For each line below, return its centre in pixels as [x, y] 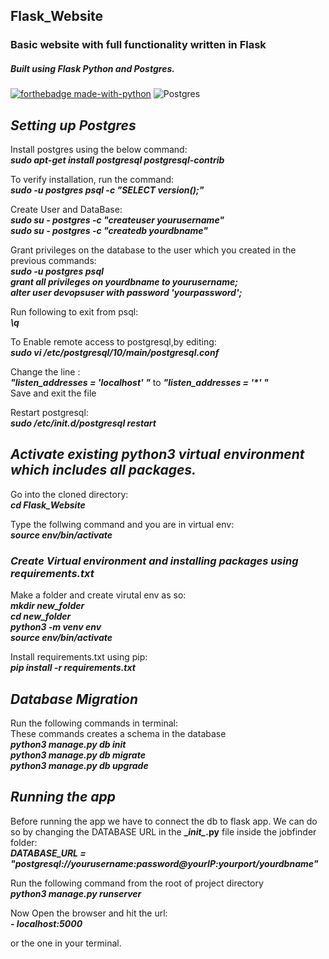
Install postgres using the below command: [99, 150]
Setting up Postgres [73, 125]
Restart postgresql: [49, 413]
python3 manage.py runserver [76, 893]
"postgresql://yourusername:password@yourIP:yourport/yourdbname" [164, 863]
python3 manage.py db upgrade [79, 766]
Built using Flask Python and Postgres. [92, 68]
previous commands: [53, 261]
